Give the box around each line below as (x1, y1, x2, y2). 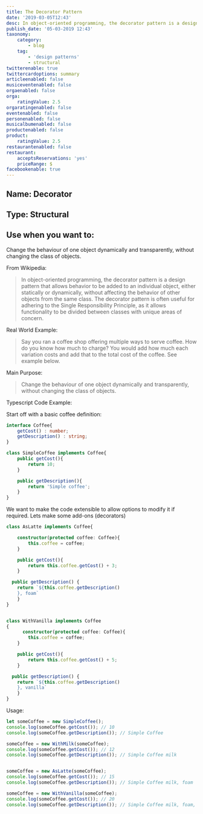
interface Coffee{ (6, 422, 53, 428)
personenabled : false (6, 116, 61, 122)
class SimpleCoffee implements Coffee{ (6, 450, 107, 456)
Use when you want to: (6, 230, 95, 240)
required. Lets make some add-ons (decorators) (6, 512, 126, 519)
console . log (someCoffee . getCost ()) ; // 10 (6, 724, 115, 730)
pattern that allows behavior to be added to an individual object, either (21, 282, 196, 289)
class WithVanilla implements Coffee (6, 618, 101, 624)
